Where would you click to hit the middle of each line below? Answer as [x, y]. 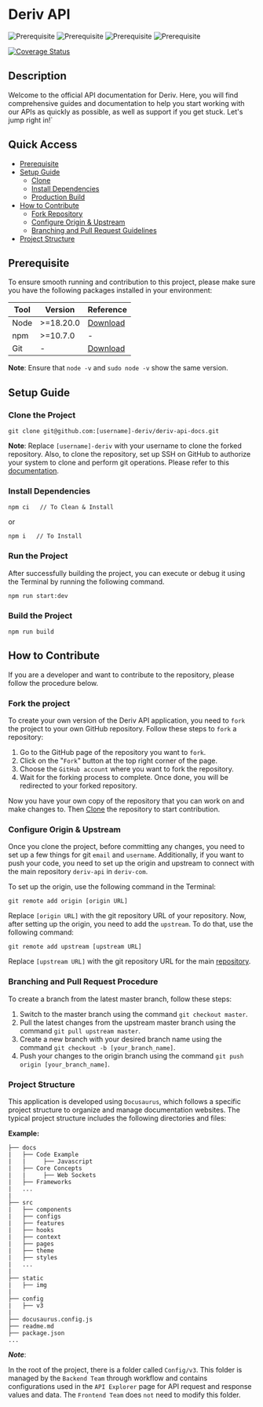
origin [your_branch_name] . [64, 1064]
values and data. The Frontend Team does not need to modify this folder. [124, 1394]
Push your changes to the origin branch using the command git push [131, 1055]
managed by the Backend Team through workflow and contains [108, 1378]
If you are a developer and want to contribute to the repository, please [121, 674]
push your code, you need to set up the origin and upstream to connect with [131, 863]
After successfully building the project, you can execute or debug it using [127, 573]
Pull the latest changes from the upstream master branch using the [128, 1022]
